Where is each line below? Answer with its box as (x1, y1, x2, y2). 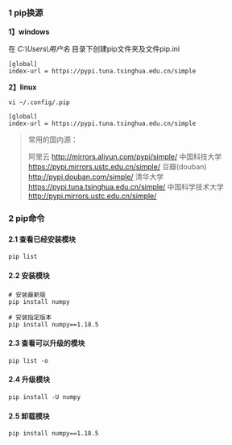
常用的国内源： (27, 135, 78, 144)
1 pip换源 (8, 6, 43, 18)
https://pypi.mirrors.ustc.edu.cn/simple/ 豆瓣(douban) (27, 162, 207, 172)
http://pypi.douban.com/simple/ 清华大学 (27, 172, 164, 182)
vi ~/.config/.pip (8, 98, 70, 106)
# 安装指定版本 (8, 313, 52, 322)
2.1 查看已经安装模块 (8, 234, 77, 243)
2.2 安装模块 (8, 271, 50, 281)
